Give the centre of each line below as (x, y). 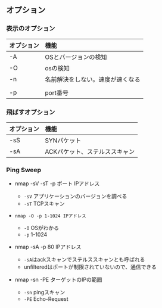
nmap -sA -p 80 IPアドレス (48, 247)
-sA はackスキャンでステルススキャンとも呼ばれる (84, 260)
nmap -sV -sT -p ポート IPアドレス (57, 183)
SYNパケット (63, 140)
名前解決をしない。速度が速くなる (93, 79)
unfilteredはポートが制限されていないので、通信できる (90, 267)
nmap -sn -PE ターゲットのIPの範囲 (58, 280)
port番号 (57, 92)
